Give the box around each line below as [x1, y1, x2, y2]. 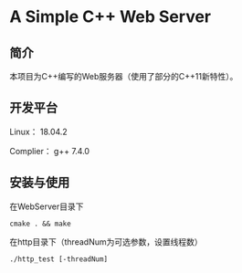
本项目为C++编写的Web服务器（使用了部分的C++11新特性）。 [9, 71, 238, 81]
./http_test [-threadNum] [9, 254, 108, 264]
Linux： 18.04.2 [9, 126, 68, 137]
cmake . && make [9, 219, 71, 228]
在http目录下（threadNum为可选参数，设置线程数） [9, 236, 203, 247]
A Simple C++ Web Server [9, 6, 212, 27]
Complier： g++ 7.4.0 [9, 145, 89, 156]
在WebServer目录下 [9, 201, 84, 212]
